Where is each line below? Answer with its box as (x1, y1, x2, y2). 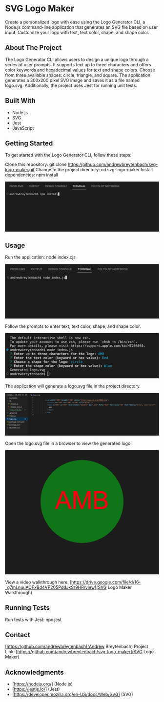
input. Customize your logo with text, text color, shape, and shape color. (5, 29, 150, 35)
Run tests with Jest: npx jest (5, 617, 62, 622)
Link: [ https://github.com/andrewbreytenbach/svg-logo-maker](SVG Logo (5, 649, 154, 655)
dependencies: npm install (5, 172, 59, 178)
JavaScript (12, 125, 34, 131)
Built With (5, 97, 36, 105)
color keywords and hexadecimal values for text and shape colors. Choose (5, 67, 155, 73)
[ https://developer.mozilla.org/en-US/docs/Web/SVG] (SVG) (12, 691, 133, 698)
